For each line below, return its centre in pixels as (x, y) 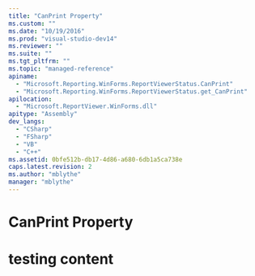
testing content (61, 259)
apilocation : (30, 99)
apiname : (23, 76)
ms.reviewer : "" (36, 46)
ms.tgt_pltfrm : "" (39, 62)
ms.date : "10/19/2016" (47, 31)
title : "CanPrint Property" (56, 16)
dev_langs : (27, 122)
